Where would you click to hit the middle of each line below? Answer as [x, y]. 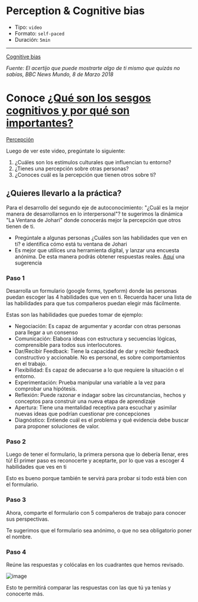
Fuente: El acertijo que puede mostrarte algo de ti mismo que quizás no [93, 68]
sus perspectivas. [28, 519]
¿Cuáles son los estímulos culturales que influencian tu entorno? [93, 162]
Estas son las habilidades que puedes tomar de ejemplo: [75, 315]
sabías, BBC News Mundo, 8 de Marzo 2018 [60, 74]
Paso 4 [16, 552]
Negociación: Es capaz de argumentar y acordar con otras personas [98, 326]
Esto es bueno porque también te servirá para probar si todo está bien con [97, 478]
